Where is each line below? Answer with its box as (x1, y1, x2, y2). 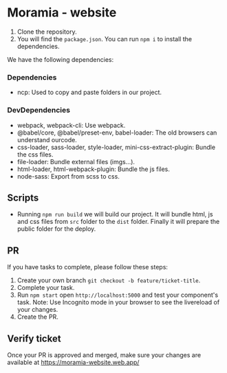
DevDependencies (7, 105, 71, 115)
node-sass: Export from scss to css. (17, 172, 120, 180)
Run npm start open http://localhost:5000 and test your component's (17, 291, 219, 299)
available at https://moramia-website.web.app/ (7, 358, 140, 366)
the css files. (17, 150, 54, 159)
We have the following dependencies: (7, 55, 114, 63)
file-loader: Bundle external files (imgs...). (17, 157, 136, 166)
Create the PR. (17, 313, 58, 321)
